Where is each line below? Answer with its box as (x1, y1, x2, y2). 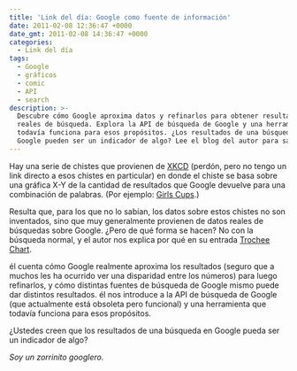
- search (17, 95, 49, 104)
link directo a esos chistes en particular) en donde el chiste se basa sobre (9, 170, 278, 181)
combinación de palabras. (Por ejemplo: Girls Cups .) (9, 189, 200, 199)
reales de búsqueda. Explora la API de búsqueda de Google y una (17, 120, 263, 129)
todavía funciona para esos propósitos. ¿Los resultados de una (17, 128, 259, 137)
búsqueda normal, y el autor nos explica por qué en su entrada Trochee (9, 234, 270, 244)
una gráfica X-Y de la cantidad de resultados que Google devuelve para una (9, 179, 286, 190)
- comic (17, 79, 46, 88)
